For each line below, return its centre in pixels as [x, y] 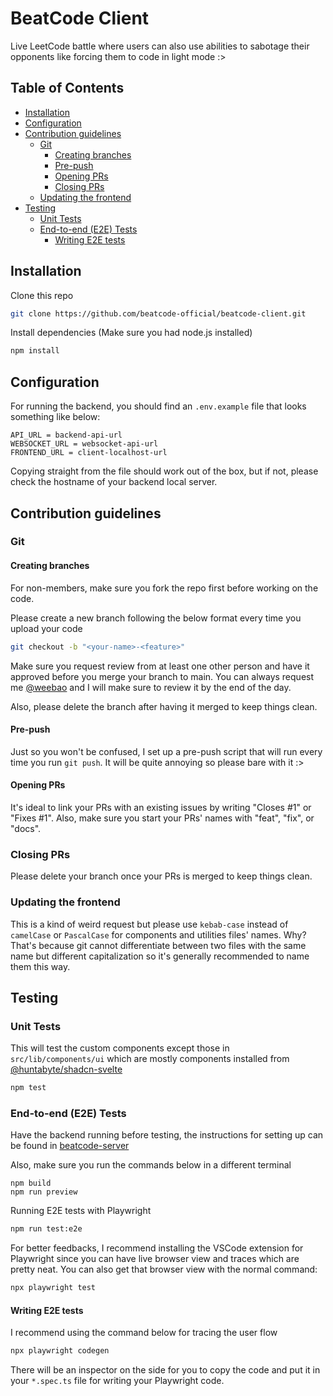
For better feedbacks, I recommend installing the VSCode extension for [157, 1248]
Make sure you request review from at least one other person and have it [160, 666]
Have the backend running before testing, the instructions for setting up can [167, 1135]
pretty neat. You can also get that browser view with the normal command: [164, 1269]
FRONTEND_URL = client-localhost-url [89, 453]
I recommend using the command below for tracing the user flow [144, 1333]
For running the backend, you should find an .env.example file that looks [158, 406]
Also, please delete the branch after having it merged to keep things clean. [164, 706]
